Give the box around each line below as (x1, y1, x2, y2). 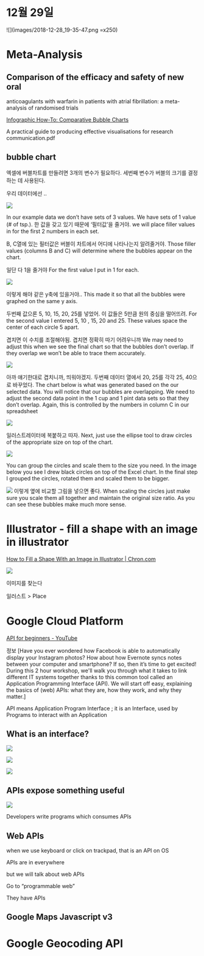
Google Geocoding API (6, 936, 124, 950)
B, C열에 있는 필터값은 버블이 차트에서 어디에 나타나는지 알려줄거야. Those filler (6, 240, 196, 248)
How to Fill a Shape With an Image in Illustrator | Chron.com (6, 555, 157, 562)
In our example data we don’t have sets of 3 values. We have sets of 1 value (6, 213, 196, 221)
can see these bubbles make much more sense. (6, 501, 127, 508)
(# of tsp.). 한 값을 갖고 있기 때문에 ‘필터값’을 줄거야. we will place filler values (6, 221, 195, 228)
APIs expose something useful (6, 785, 125, 795)
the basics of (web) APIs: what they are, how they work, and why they (6, 686, 182, 694)
